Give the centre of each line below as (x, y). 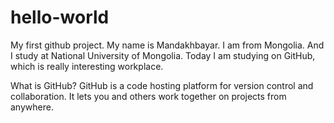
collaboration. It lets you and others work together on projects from (148, 96)
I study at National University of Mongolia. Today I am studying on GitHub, (163, 55)
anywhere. (32, 107)
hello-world (60, 17)
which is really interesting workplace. (87, 66)
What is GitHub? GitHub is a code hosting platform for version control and (162, 85)
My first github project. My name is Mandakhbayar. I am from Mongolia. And (167, 45)
